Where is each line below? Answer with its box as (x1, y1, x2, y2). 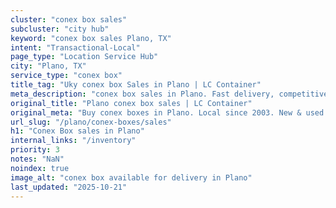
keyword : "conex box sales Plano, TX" (10, 33, 172, 43)
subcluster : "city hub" (10, 24, 110, 34)
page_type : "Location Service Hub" (10, 52, 159, 62)
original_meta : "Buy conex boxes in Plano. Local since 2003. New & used (10, 107, 325, 118)
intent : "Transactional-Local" (10, 42, 141, 53)
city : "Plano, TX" (10, 61, 87, 71)
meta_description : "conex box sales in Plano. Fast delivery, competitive (10, 89, 329, 99)
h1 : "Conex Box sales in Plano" (10, 126, 145, 136)
